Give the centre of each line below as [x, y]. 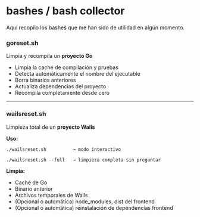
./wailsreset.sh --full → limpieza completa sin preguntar [84, 160]
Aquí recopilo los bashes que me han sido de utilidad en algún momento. [95, 27]
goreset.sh [22, 43]
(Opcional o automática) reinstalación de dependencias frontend [94, 207]
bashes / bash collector [65, 11]
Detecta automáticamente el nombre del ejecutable [78, 74]
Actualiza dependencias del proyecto [60, 86]
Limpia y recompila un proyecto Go [49, 56]
